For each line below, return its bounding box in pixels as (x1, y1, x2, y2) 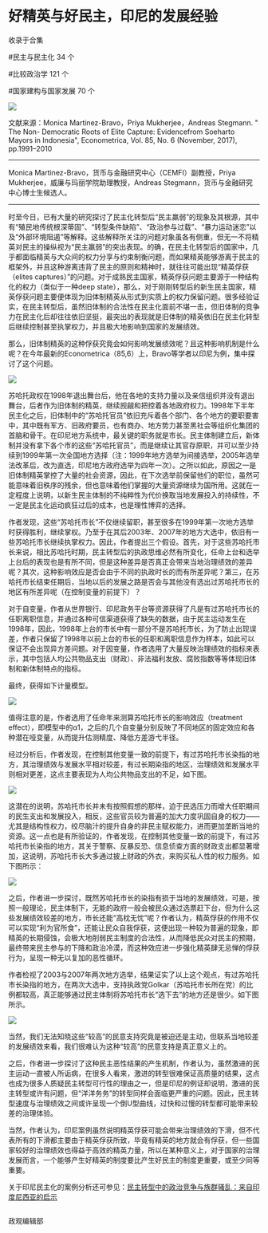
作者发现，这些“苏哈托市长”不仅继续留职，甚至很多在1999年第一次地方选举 (8, 517, 254, 526)
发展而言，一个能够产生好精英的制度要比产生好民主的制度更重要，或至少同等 (8, 1155, 260, 1164)
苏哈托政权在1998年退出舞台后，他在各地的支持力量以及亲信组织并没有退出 (8, 390, 255, 400)
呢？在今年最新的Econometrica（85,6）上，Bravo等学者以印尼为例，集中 (8, 349, 249, 358)
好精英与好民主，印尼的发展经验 (8, 7, 219, 26)
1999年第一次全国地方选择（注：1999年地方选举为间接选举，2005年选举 (22, 450, 260, 459)
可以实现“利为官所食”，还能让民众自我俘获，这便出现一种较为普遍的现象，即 (8, 923, 259, 932)
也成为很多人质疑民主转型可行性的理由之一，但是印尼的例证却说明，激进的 (8, 1078, 253, 1088)
